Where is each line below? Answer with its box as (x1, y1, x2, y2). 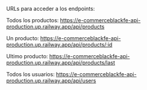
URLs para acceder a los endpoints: (6, 5, 95, 12)
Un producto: (6, 35, 39, 41)
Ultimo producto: (6, 53, 48, 59)
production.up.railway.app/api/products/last (6, 59, 116, 66)
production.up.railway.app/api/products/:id (6, 41, 113, 48)
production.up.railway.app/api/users (6, 77, 96, 84)
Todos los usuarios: (6, 71, 55, 77)
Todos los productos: (6, 17, 59, 23)
